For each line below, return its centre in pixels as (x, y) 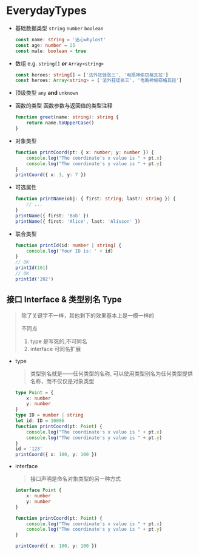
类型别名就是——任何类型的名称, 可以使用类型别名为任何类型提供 (111, 373)
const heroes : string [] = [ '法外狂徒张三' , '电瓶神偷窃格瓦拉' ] (92, 75)
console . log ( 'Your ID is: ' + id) (70, 251)
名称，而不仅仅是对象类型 (62, 381)
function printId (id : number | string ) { (68, 245)
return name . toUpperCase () (60, 123)
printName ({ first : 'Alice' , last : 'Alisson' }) (78, 221)
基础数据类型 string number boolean (59, 28)
